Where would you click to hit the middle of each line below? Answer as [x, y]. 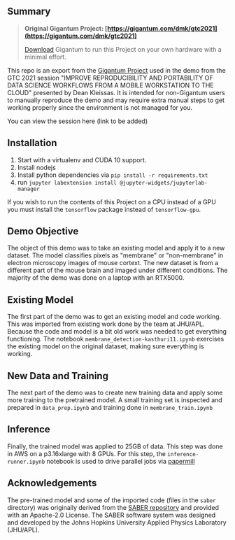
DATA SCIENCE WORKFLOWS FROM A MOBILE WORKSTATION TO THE [111, 85]
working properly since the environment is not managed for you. [100, 107]
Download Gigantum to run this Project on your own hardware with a [123, 49]
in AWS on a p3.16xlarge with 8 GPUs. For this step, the [87, 453]
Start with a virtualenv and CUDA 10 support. [82, 159]
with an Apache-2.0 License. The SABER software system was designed [112, 515]
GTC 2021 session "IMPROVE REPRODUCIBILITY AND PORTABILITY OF [110, 78]
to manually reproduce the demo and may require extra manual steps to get [116, 100]
